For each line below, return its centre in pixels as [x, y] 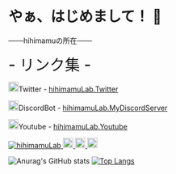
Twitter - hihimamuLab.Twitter [69, 89]
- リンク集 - [50, 64]
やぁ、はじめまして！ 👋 [85, 17]
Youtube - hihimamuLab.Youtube [73, 126]
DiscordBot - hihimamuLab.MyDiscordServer [93, 108]
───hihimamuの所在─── [50, 40]
